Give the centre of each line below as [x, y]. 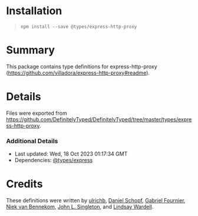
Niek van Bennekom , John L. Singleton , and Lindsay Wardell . [80, 207]
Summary [30, 50]
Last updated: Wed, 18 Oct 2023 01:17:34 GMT [71, 154]
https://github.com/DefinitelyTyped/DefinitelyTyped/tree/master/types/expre [99, 119]
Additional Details [32, 141]
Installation [34, 11]
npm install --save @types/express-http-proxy [79, 27]
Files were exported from [37, 113]
